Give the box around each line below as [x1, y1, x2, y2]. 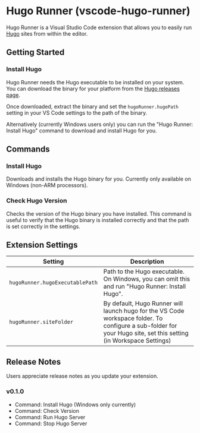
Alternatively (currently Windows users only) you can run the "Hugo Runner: [6, 121, 193, 128]
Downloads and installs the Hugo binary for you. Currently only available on [6, 175, 192, 182]
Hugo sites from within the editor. [6, 30, 88, 37]
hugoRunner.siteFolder [9, 319, 73, 325]
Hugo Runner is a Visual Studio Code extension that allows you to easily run [6, 24, 192, 31]
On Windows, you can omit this [103, 275, 190, 283]
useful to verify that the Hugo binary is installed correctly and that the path [6, 216, 189, 223]
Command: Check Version [14, 407, 79, 414]
